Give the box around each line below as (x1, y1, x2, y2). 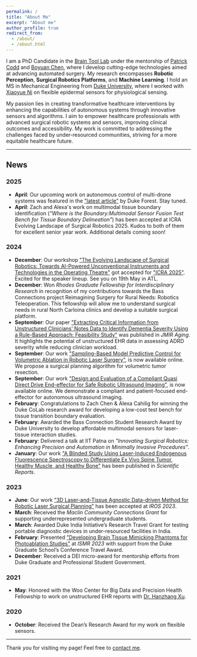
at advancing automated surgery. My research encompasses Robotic (6, 70, 174, 77)
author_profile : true (6, 25, 59, 31)
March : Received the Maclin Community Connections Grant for (14, 509, 168, 516)
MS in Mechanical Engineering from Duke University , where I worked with (6, 82, 184, 89)
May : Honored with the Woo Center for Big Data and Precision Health (14, 587, 182, 594)
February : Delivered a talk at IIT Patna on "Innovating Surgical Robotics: (14, 437, 189, 444)
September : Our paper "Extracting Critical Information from (14, 318, 159, 326)
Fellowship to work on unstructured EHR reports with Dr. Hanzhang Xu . (14, 593, 186, 600)
